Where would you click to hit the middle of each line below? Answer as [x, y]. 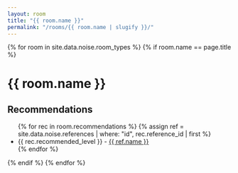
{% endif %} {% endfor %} [47, 163]
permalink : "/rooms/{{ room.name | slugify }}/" [81, 27]
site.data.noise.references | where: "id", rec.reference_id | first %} [114, 134]
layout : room [27, 14]
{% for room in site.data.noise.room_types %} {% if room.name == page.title [119, 48]
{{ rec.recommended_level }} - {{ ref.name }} [83, 142]
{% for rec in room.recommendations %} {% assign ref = [101, 127]
